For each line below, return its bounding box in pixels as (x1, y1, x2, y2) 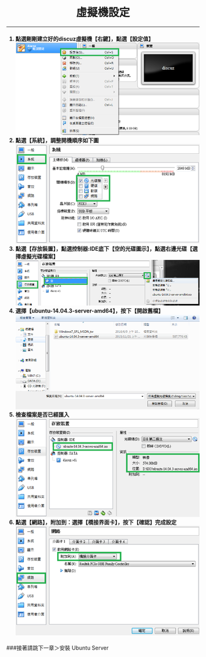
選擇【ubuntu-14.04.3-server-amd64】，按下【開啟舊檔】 (15, 307, 164, 314)
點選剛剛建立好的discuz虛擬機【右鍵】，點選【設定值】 (15, 35, 154, 42)
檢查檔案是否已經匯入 (15, 411, 69, 418)
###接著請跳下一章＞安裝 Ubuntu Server (6, 644, 109, 651)
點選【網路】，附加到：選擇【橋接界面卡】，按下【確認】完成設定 (15, 518, 177, 526)
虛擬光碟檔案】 (20, 253, 59, 260)
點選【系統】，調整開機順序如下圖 (15, 136, 99, 144)
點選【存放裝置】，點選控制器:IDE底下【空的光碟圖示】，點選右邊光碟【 (15, 245, 193, 253)
